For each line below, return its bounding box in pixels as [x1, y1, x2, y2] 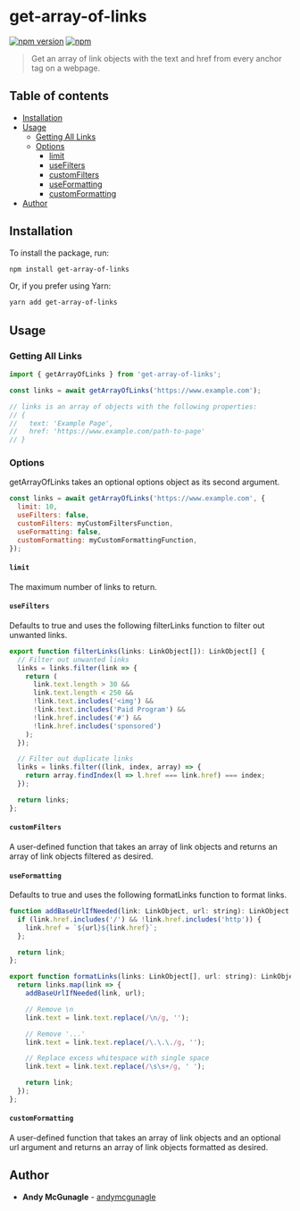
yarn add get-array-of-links [9, 298, 118, 307]
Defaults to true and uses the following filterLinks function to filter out [9, 619, 265, 631]
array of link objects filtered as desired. [9, 851, 154, 862]
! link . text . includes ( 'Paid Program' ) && [32, 705, 186, 714]
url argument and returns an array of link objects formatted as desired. [9, 1142, 269, 1153]
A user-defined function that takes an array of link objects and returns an [9, 841, 279, 852]
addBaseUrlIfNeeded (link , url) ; [25, 989, 146, 998]
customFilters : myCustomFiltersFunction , [17, 519, 174, 528]
